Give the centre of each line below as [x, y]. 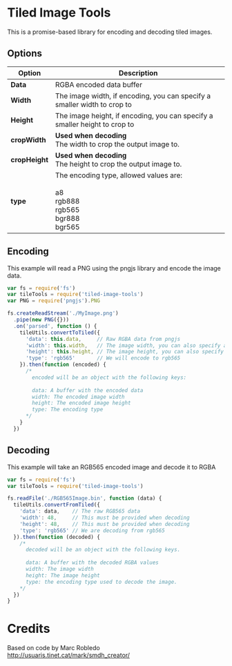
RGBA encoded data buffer [99, 84]
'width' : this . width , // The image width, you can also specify [123, 345]
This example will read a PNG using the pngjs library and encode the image [114, 268]
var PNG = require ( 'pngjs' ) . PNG [54, 301]
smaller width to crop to [94, 104]
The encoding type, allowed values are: [119, 175]
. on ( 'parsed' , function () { [55, 326]
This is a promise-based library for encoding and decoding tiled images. [110, 32]
